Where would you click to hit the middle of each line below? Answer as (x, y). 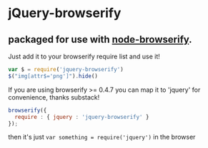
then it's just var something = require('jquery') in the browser (102, 137)
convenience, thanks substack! (54, 97)
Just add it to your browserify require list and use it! (84, 56)
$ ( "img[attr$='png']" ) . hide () (53, 76)
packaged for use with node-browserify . (100, 39)
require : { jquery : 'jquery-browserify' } (82, 117)
